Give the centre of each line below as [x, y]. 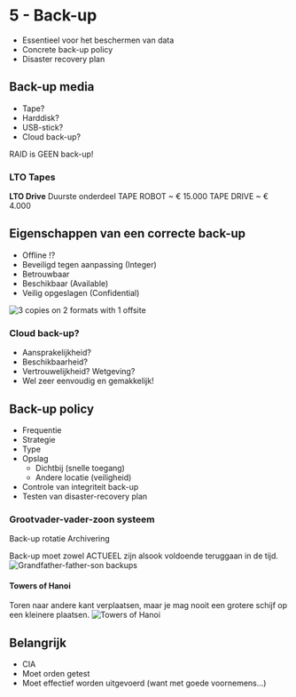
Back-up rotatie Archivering [60, 539]
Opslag [35, 458]
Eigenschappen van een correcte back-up [128, 233]
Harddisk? [40, 117]
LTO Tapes [32, 177]
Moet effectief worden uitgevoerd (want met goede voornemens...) [144, 683]
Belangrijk [38, 642]
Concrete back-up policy [67, 49]
